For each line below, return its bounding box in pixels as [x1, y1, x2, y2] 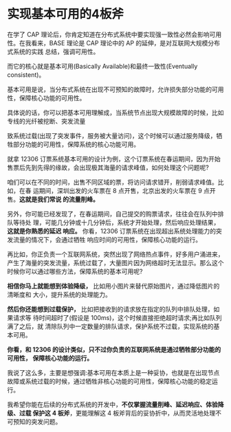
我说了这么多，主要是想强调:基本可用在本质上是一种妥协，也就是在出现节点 [7, 368, 220, 376]
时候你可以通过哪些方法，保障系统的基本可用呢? [7, 267, 143, 275]
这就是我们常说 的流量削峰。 [19, 195, 100, 203]
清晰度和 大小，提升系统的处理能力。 [7, 290, 111, 299]
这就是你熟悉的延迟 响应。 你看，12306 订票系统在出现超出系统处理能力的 [7, 227, 217, 235]
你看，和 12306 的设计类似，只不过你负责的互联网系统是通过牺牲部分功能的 [7, 345, 221, 354]
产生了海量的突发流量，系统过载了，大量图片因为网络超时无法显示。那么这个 [7, 258, 224, 266]
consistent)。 [7, 70, 45, 79]
